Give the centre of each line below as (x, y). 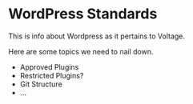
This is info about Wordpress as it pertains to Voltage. (97, 36)
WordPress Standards (83, 14)
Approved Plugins (49, 67)
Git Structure (41, 84)
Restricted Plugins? (52, 75)
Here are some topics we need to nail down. (81, 51)
